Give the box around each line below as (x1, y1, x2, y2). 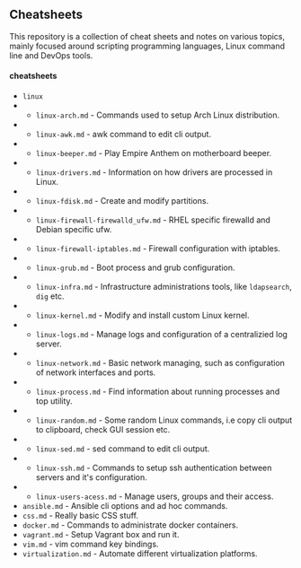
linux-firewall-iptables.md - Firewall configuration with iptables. (35, 243, 281, 254)
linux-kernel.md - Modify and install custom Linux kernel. (35, 310, 250, 321)
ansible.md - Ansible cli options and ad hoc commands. (22, 501, 228, 511)
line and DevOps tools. (9, 49, 93, 61)
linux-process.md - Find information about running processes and (35, 386, 280, 398)
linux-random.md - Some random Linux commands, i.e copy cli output (35, 415, 293, 425)
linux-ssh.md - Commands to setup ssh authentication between (35, 462, 272, 474)
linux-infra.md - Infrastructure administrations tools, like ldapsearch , (35, 282, 292, 293)
